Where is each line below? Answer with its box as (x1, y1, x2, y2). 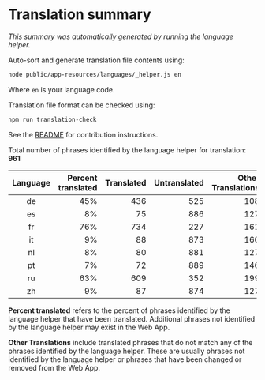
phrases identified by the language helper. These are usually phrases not (8, 346, 245, 356)
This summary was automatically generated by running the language (8, 32, 234, 41)
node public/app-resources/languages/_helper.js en (8, 70, 181, 78)
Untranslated (153, 177, 204, 188)
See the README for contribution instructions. (8, 130, 159, 139)
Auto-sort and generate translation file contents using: (8, 55, 185, 65)
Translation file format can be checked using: (8, 100, 155, 110)
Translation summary (8, 6, 151, 24)
